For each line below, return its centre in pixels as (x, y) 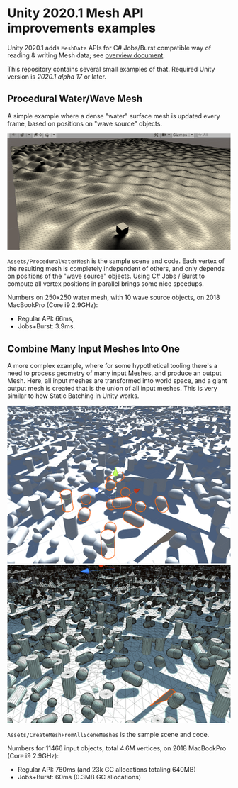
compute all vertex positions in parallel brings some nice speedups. (106, 284)
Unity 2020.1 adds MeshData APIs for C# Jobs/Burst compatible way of (109, 48)
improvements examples (81, 28)
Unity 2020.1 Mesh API (75, 13)
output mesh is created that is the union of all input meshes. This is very (112, 389)
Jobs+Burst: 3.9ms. (46, 326)
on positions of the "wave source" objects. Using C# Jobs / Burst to (106, 276)
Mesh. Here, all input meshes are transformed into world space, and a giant (117, 381)
